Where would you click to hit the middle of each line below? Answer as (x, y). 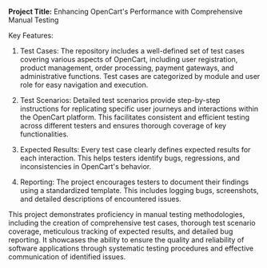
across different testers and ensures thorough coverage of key (123, 126)
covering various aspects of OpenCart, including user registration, (129, 59)
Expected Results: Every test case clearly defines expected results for (135, 150)
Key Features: (31, 35)
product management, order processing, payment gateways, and (127, 68)
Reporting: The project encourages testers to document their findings (134, 182)
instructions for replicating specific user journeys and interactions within (139, 108)
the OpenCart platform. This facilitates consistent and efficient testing (135, 117)
